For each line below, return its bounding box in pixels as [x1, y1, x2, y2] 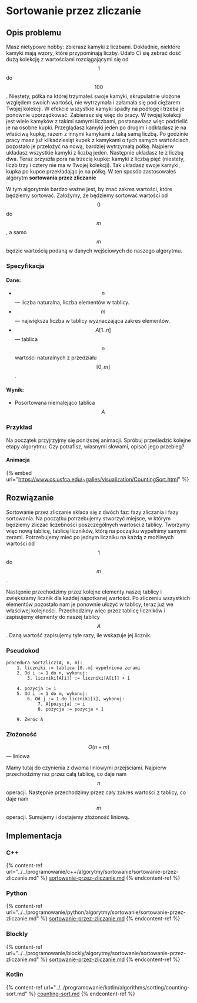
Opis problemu [6, 28, 62, 38]
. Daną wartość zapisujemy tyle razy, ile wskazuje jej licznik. [6, 631, 152, 638]
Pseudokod [6, 646, 39, 654]
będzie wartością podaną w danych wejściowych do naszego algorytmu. [6, 247, 182, 254]
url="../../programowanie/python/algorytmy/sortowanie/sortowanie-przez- [6, 909, 186, 916]
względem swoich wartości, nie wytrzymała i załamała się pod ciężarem [6, 99, 181, 106]
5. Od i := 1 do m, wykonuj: [16, 690, 88, 697]
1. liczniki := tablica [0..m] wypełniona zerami [16, 665, 141, 671]
